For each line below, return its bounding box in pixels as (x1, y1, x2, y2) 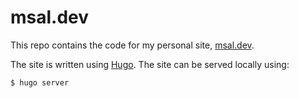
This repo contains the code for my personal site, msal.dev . (10, 39, 255, 51)
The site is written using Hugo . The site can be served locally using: (10, 58, 290, 70)
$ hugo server (10, 77, 70, 88)
